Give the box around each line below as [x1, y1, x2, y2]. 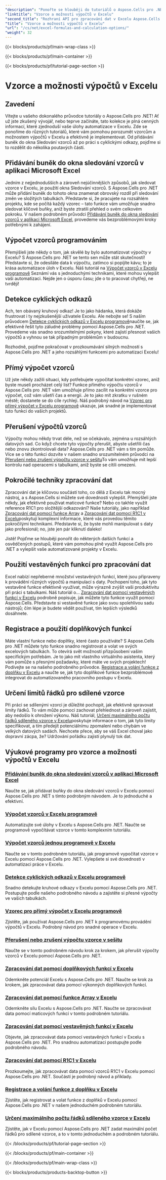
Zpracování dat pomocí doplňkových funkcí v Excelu [5, 965, 133, 972]
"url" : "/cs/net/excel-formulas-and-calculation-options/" [5, 26, 129, 31]
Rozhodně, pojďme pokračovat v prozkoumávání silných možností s [5, 344, 143, 350]
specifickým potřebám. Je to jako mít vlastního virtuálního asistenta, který [5, 654, 155, 659]
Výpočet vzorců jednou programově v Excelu [5, 839, 116, 846]
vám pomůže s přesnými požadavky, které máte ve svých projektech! [5, 658, 146, 665]
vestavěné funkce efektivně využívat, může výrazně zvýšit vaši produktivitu [5, 584, 160, 590]
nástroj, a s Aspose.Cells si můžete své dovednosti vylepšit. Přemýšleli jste [5, 494, 157, 500]
